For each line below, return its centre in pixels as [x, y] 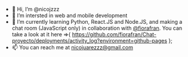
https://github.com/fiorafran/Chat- [114, 34]
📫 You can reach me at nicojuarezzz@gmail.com [72, 47]
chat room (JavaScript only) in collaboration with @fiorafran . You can [97, 28]
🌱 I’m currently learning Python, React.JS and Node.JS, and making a [97, 22]
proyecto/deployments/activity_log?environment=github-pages [90, 41]
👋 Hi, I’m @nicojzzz [36, 9]
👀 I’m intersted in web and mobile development [70, 15]
